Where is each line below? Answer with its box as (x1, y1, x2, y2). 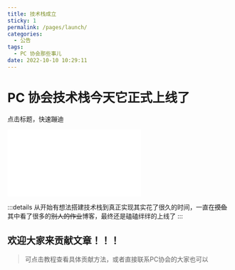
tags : (7, 43, 23, 51)
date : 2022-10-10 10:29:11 (7, 57, 88, 64)
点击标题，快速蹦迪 (7, 115, 64, 123)
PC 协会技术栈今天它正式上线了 (7, 90, 190, 105)
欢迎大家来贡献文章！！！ (7, 234, 120, 246)
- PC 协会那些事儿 (14, 51, 62, 58)
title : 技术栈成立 (7, 10, 57, 18)
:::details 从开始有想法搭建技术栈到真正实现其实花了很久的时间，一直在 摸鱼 (7, 202, 228, 211)
